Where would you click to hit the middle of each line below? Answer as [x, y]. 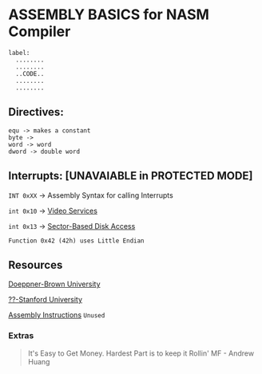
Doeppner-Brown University [55, 284]
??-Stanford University [45, 300]
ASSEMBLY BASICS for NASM [109, 15]
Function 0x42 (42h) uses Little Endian [77, 241]
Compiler [40, 31]
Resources [36, 265]
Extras [21, 336]
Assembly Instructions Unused [57, 315]
